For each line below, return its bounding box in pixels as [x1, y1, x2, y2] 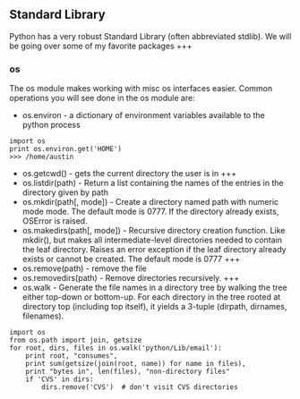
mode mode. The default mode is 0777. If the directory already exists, [21, 206, 279, 217]
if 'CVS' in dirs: [25, 375, 94, 384]
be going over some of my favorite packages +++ [9, 40, 193, 51]
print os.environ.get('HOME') [9, 145, 123, 154]
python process [21, 120, 81, 131]
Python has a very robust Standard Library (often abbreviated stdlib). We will [9, 30, 292, 41]
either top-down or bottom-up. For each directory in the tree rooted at [21, 292, 281, 302]
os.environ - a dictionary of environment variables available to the [21, 110, 266, 121]
